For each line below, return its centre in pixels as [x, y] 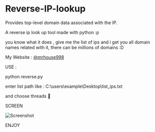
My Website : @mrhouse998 [35, 57]
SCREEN [14, 105]
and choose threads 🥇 [28, 96]
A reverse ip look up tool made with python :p [52, 32]
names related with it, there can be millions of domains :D [64, 47]
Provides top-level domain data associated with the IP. [61, 23]
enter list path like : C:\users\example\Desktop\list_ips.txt [64, 86]
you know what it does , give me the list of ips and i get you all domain [78, 42]
